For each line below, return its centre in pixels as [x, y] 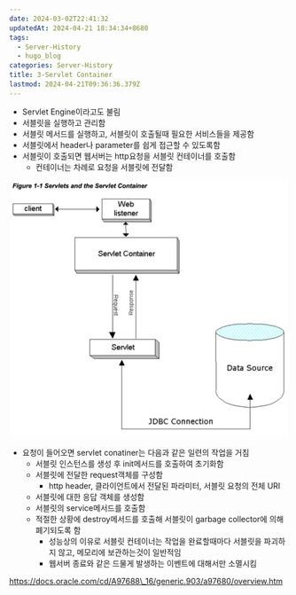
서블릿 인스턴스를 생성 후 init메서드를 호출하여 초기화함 [129, 464]
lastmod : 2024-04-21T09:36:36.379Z [75, 84]
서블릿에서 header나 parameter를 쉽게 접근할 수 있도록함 [121, 145]
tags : [19, 37]
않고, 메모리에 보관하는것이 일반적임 [120, 552]
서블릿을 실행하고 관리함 [64, 122]
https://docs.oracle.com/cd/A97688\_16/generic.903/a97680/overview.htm [146, 582]
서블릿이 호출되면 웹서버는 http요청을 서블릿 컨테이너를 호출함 [129, 156]
